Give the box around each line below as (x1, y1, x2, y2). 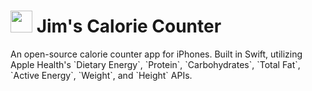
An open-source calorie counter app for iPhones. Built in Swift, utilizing (10, 48, 303, 60)
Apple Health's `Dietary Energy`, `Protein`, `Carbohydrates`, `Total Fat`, (10, 58, 301, 70)
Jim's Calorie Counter (36, 15, 222, 38)
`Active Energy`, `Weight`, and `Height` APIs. (10, 69, 193, 81)
